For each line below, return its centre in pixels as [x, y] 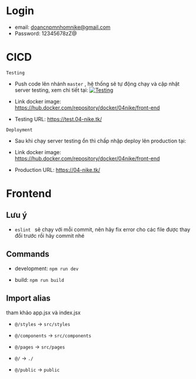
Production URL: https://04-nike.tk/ [57, 169]
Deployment [19, 130]
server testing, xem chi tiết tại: [51, 90]
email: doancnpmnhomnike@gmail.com [62, 27]
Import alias [29, 298]
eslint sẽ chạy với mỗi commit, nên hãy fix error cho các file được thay [102, 229]
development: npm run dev [46, 268]
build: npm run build [39, 280]
